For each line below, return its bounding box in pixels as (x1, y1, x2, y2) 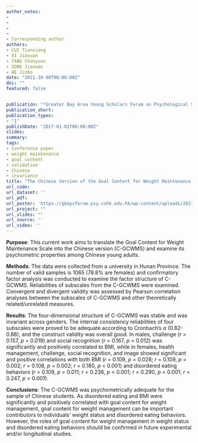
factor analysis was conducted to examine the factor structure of (6, 276, 164, 282)
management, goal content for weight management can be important (6, 405, 174, 412)
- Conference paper (6, 145, 54, 151)
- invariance (6, 173, 38, 179)
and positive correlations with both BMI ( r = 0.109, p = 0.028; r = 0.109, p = (6, 356, 187, 363)
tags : (6, 140, 19, 146)
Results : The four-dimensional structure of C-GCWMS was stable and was (6, 312, 187, 319)
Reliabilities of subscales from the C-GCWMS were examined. (29, 282, 180, 289)
